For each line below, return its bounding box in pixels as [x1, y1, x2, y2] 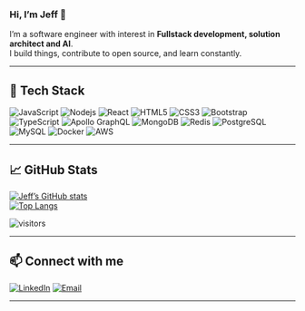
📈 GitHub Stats [9, 162, 98, 178]
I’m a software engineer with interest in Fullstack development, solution [9, 29, 280, 40]
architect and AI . [9, 38, 74, 49]
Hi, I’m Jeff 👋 [9, 8, 66, 21]
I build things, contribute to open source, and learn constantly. [9, 48, 242, 59]
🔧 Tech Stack [9, 83, 85, 98]
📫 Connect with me [9, 254, 124, 269]
